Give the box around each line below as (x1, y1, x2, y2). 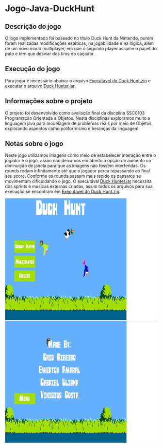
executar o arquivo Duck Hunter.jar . (5, 83, 76, 89)
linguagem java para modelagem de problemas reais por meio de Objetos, (5, 120, 153, 126)
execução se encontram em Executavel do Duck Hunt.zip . (5, 188, 121, 195)
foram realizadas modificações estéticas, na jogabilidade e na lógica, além (5, 40, 154, 46)
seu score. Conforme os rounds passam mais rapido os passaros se (5, 173, 141, 179)
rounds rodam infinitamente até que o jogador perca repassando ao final (5, 168, 150, 174)
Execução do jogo (5, 65, 60, 73)
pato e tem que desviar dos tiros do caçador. (5, 51, 95, 56)
